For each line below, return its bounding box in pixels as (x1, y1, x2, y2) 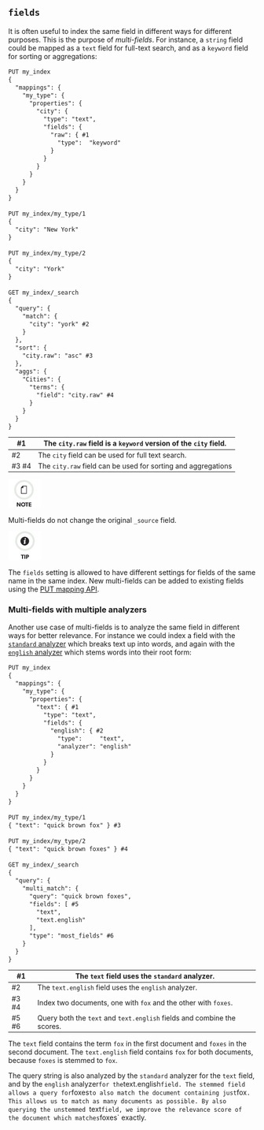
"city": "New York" (15, 226, 79, 233)
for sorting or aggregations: (8, 51, 97, 61)
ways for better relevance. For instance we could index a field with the (8, 630, 236, 640)
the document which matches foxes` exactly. (8, 1113, 147, 1122)
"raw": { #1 (49, 131, 90, 139)
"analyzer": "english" (57, 742, 132, 751)
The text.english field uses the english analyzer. (37, 983, 198, 992)
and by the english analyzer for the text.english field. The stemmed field (8, 1080, 246, 1089)
